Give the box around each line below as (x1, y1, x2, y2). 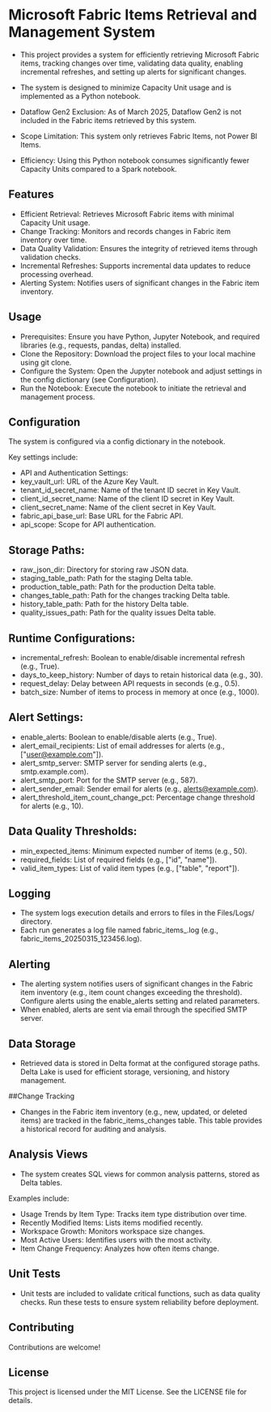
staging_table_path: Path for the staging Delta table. (19, 574, 193, 583)
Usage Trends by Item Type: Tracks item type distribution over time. (19, 1209, 248, 1218)
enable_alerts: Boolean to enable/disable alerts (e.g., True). (19, 732, 217, 742)
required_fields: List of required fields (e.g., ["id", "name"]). (19, 855, 217, 864)
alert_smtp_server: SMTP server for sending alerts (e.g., (19, 757, 207, 767)
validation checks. (19, 252, 81, 262)
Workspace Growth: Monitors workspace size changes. (19, 1226, 205, 1236)
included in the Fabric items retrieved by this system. (19, 115, 197, 125)
